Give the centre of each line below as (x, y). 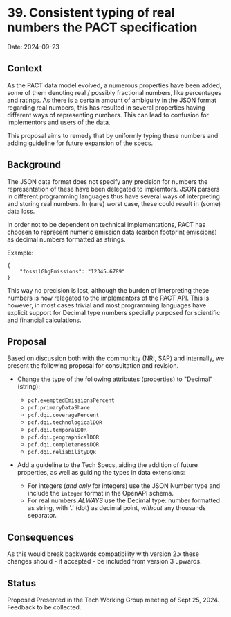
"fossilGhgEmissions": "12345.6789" (73, 271)
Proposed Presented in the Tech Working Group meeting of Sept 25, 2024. (113, 600)
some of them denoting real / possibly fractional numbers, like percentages (114, 92)
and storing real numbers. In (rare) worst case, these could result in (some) (114, 203)
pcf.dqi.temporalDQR (57, 430)
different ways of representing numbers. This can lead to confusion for (108, 115)
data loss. (21, 211)
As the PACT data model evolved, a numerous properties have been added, (114, 85)
